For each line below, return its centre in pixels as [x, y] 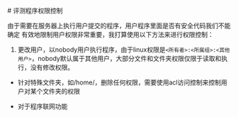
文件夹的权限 [61, 91]
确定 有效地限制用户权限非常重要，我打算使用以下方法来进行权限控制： [110, 34]
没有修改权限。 [52, 67]
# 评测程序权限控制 [35, 11]
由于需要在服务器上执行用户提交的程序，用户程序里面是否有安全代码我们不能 [119, 26]
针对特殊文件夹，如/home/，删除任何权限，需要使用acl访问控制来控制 [119, 82]
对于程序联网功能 [42, 106]
